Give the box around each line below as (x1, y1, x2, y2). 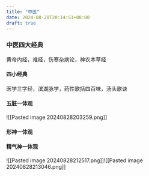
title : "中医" (6, 8, 40, 15)
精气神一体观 (6, 143, 38, 150)
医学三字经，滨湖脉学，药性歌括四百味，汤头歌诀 (6, 85, 127, 92)
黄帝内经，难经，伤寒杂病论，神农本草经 (6, 55, 106, 63)
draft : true (6, 20, 36, 26)
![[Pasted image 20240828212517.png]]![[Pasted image (6, 157, 143, 164)
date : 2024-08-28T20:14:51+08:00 (6, 14, 90, 20)
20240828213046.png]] (6, 163, 66, 170)
